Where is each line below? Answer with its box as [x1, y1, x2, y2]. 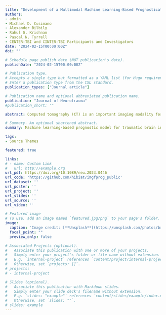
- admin [5, 16, 21, 21]
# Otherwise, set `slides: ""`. [5, 298, 77, 303]
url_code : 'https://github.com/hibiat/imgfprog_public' [5, 175, 123, 180]
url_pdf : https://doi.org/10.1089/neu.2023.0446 [5, 170, 107, 175]
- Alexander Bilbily [5, 26, 48, 31]
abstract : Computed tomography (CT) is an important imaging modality [5, 112, 154, 117]
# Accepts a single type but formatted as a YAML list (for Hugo [5, 76, 142, 80]
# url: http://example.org [5, 166, 65, 171]
